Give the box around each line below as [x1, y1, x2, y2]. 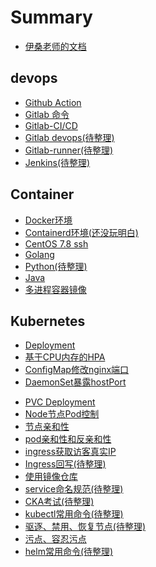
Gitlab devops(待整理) [24, 131, 115, 143]
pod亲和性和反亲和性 [24, 433, 112, 445]
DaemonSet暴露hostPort [24, 376, 127, 388]
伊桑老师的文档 [24, 40, 87, 52]
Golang [24, 248, 55, 260]
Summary [10, 6, 93, 29]
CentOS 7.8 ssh [24, 237, 89, 250]
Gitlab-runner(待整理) [24, 144, 114, 156]
